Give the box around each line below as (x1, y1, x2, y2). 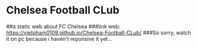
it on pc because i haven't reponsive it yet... (6, 35, 112, 42)
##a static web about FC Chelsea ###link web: (6, 23, 121, 30)
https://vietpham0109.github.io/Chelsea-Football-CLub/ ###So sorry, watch (6, 29, 191, 36)
